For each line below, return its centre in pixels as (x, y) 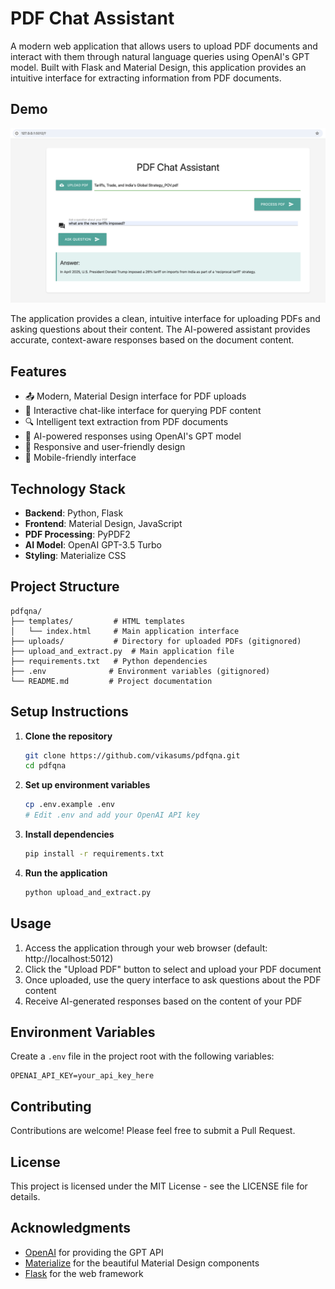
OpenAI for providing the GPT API (94, 1252)
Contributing (51, 1106)
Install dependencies (69, 834)
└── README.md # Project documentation (111, 681)
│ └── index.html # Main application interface (125, 631)
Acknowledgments (71, 1228)
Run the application (66, 873)
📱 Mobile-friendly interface (80, 458)
